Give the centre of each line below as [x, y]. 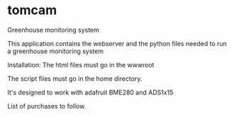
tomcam [32, 10]
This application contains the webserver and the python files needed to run [117, 43]
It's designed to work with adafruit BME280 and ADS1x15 [90, 92]
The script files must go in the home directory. [75, 78]
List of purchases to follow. [47, 106]
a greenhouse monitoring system [56, 51]
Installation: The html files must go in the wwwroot [81, 65]
